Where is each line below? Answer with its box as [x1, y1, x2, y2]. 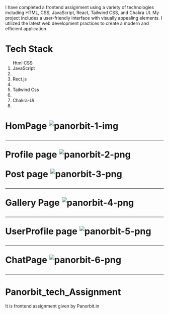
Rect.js [12, 75, 27, 82]
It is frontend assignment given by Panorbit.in [5, 303, 100, 309]
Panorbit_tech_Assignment [5, 286, 121, 298]
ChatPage [5, 254, 48, 266]
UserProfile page [5, 226, 78, 237]
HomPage [5, 120, 47, 132]
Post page [5, 169, 49, 180]
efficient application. [5, 26, 48, 32]
